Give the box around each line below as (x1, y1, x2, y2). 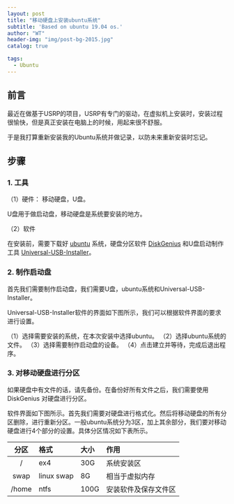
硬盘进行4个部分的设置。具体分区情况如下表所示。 (7, 427, 152, 435)
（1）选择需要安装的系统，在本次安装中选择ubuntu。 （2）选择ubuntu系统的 (7, 332, 226, 340)
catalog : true (7, 43, 49, 50)
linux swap (38, 470, 75, 480)
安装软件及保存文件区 (106, 484, 176, 494)
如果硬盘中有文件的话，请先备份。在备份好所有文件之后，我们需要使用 (7, 385, 209, 394)
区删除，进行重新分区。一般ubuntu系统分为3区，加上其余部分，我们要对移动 (7, 417, 226, 426)
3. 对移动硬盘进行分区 (7, 368, 80, 378)
